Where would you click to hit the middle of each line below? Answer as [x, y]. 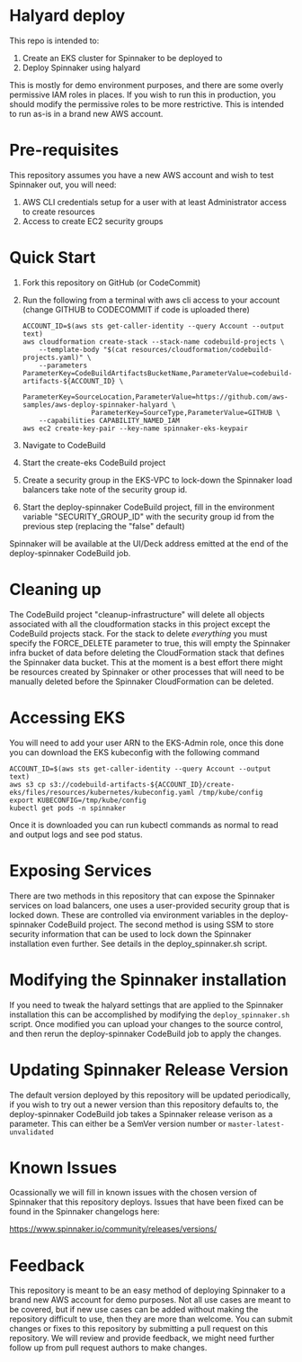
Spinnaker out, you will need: [63, 185]
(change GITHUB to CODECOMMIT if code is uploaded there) [136, 309]
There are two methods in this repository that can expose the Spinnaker [142, 896]
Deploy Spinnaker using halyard [81, 68]
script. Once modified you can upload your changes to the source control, [146, 1024]
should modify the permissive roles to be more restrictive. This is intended [147, 104]
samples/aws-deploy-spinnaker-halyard [95, 405]
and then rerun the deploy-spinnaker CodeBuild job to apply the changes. [145, 1033]
